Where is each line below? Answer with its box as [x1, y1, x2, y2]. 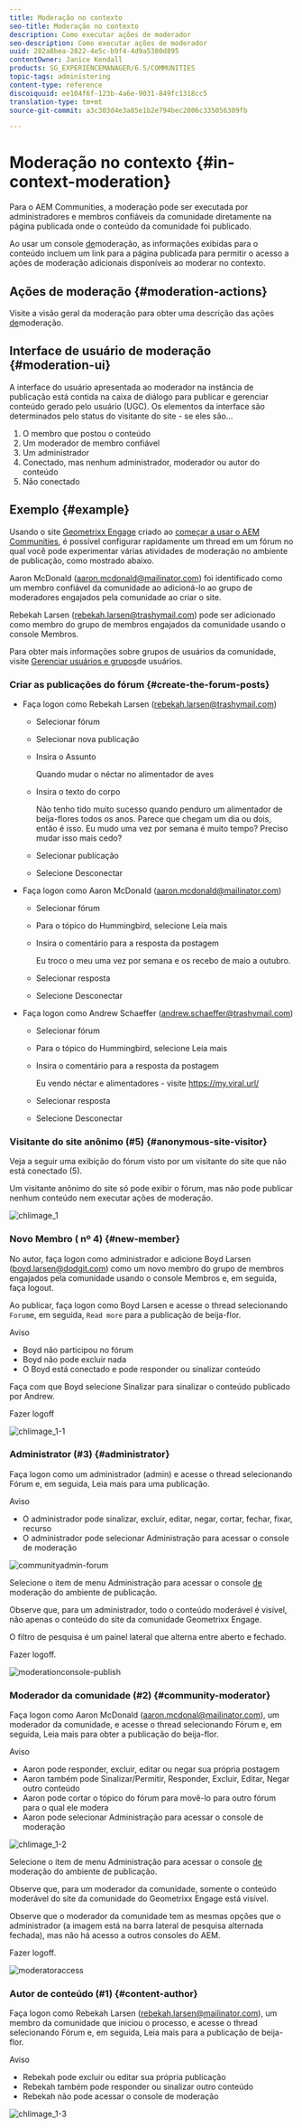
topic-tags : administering [9, 72, 111, 81]
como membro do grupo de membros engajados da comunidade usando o [9, 618, 286, 629]
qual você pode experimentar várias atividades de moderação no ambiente [9, 545, 288, 556]
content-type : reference [9, 80, 103, 89]
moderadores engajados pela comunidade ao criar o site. [9, 591, 222, 602]
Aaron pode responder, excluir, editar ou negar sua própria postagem [22, 1764, 280, 1775]
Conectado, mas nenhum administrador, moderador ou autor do [22, 457, 260, 467]
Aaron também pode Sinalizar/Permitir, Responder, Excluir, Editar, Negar [22, 1774, 290, 1784]
